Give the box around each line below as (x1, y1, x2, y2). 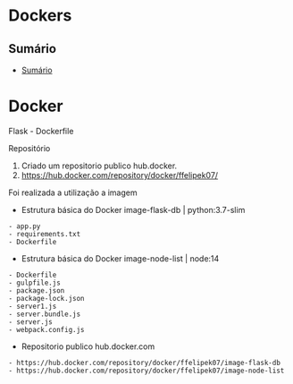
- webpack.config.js (8, 325, 86, 334)
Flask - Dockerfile (8, 125, 74, 136)
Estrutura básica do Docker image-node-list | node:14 (21, 252, 220, 264)
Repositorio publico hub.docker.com (21, 341, 155, 352)
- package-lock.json (8, 294, 86, 303)
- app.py (8, 221, 41, 231)
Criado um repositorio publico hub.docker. (21, 160, 178, 171)
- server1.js (8, 302, 57, 311)
